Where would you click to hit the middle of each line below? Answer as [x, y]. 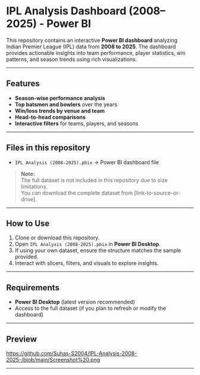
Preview [22, 339]
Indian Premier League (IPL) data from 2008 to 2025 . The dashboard [91, 47]
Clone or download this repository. [57, 238]
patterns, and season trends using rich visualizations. [72, 59]
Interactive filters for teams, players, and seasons [76, 123]
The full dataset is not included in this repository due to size [94, 180]
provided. [26, 257]
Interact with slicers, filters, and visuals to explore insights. [87, 263]
